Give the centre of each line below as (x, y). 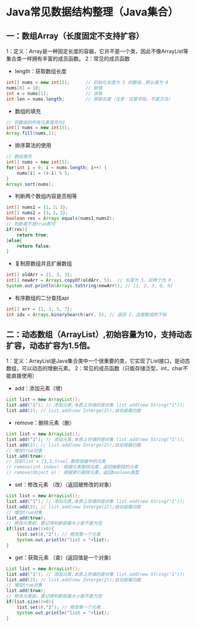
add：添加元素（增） (40, 388)
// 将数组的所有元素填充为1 (36, 122)
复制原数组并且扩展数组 (43, 264)
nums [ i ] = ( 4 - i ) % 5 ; (43, 173)
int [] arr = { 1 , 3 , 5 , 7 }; (39, 309)
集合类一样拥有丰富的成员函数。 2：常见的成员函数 (68, 59)
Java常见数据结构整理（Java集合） (92, 12)
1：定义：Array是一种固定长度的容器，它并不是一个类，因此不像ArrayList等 (97, 51)
